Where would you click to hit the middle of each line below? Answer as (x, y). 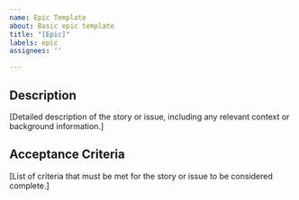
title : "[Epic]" (40, 34)
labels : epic (34, 43)
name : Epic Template (48, 17)
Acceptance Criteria (67, 155)
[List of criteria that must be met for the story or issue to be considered (141, 176)
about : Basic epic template (62, 26)
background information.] (57, 126)
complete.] (29, 186)
